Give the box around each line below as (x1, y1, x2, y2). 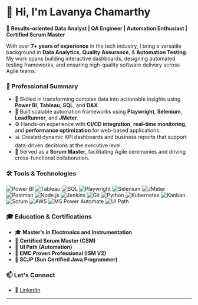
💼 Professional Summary (6, 82, 78, 90)
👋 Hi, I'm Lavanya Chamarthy (6, 5, 151, 19)
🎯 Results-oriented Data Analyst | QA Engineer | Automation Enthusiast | (6, 25, 187, 32)
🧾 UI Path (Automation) (14, 243, 72, 250)
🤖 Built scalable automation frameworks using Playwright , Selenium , (14, 108, 183, 115)
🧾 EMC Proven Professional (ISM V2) (14, 250, 107, 257)
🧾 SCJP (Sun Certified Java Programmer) (14, 256, 118, 263)
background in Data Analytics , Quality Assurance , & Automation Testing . (6, 48, 187, 55)
